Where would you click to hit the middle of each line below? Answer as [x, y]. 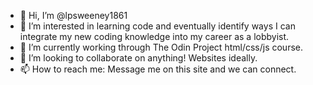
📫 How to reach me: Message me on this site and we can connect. [158, 69]
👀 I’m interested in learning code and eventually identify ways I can [157, 26]
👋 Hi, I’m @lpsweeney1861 [73, 15]
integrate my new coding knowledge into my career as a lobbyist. [154, 36]
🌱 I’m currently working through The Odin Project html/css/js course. [161, 47]
